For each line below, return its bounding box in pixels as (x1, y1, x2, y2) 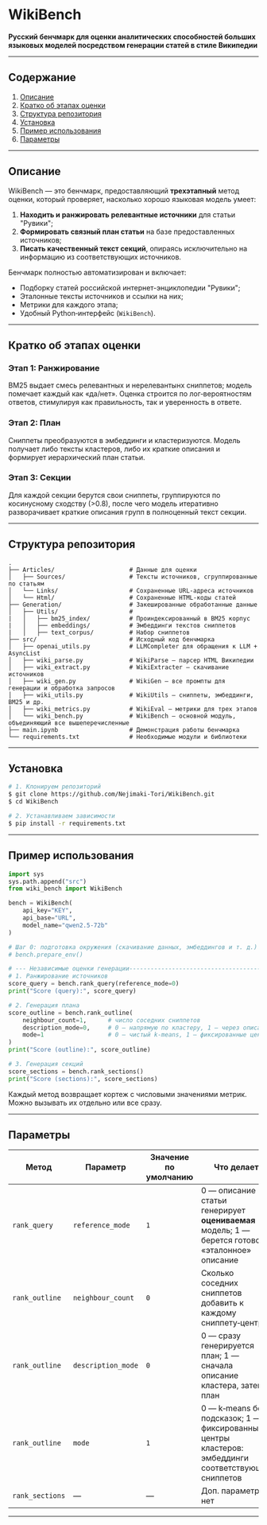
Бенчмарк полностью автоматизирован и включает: (8, 267, 187, 277)
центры (201, 1433, 230, 1444)
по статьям (8, 579, 44, 588)
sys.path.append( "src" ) (8, 877, 87, 885)
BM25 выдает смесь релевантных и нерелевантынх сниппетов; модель (8, 380, 253, 391)
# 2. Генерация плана (8, 1001, 80, 1010)
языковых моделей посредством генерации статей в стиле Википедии (8, 40, 258, 49)
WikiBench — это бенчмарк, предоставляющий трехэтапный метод (8, 185, 240, 196)
